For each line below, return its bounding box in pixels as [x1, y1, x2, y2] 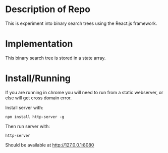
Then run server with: [5, 123, 50, 129]
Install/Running [5, 72, 71, 84]
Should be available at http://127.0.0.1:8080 [5, 142, 94, 148]
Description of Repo [5, 4, 91, 15]
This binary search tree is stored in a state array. [5, 55, 106, 61]
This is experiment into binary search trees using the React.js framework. [5, 20, 157, 26]
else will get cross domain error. [5, 95, 72, 101]
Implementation [5, 38, 73, 50]
